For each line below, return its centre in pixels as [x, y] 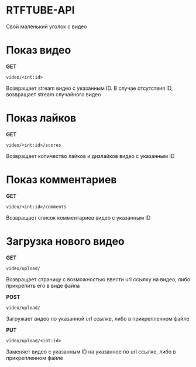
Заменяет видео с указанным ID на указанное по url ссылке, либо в [91, 351]
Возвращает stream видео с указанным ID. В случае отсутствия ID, [90, 88]
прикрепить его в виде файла [43, 285]
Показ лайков [41, 118]
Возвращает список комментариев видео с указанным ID [78, 217]
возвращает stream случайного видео [54, 94]
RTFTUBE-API [40, 10]
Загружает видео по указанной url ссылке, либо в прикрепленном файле [98, 318]
